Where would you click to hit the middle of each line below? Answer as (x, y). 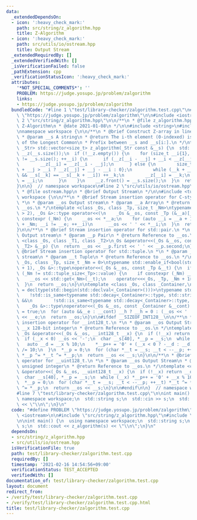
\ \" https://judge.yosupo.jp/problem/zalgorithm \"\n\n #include (96, 115)
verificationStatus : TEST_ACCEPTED (55, 470)
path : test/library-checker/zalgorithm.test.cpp (72, 453)
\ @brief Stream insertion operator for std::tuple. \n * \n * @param (102, 252)
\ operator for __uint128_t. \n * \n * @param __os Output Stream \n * (102, 361)
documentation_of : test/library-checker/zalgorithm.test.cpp (82, 481)
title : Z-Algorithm (40, 33)
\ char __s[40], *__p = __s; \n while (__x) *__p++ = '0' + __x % (101, 377)
